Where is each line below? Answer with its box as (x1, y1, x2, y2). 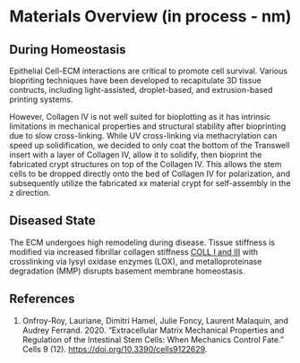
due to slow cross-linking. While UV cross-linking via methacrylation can (9, 131, 278, 140)
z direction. (9, 188, 51, 198)
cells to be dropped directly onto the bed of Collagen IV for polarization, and (9, 168, 291, 179)
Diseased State (9, 213, 96, 229)
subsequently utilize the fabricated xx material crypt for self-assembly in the (9, 178, 291, 189)
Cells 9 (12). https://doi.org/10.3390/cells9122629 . (21, 343, 208, 354)
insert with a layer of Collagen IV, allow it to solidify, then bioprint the (9, 149, 262, 160)
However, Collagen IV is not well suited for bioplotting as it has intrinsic (9, 112, 271, 122)
